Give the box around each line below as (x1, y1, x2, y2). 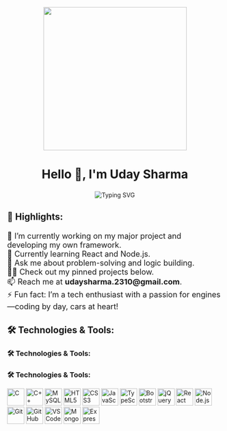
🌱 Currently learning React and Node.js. (7, 249, 151, 259)
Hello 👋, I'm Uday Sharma (41, 167, 189, 182)
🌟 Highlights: (7, 211, 64, 222)
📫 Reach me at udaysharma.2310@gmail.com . (7, 277, 183, 287)
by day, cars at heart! (42, 302, 118, 312)
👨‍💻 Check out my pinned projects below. (7, 267, 155, 277)
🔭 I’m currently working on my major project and (7, 231, 182, 241)
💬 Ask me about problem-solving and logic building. (7, 258, 195, 268)
